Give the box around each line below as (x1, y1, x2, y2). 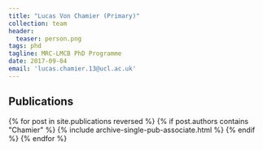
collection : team (8, 19, 68, 28)
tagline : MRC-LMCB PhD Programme (8, 49, 122, 58)
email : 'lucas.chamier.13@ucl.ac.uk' (8, 65, 137, 73)
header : (8, 27, 35, 35)
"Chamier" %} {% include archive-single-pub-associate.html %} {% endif (8, 125, 256, 135)
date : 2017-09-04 (8, 58, 68, 66)
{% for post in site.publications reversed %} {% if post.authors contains (8, 116, 249, 126)
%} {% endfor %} (8, 133, 68, 143)
